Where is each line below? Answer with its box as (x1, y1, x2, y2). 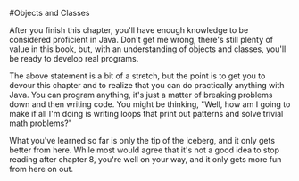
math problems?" (9, 118, 73, 128)
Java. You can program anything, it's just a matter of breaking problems (9, 89, 273, 100)
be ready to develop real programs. (9, 53, 139, 63)
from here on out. (9, 164, 74, 174)
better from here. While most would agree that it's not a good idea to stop (9, 144, 279, 155)
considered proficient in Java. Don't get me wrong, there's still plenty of (9, 35, 274, 45)
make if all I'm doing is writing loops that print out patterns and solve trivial (9, 109, 284, 119)
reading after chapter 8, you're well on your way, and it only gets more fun (9, 154, 282, 164)
